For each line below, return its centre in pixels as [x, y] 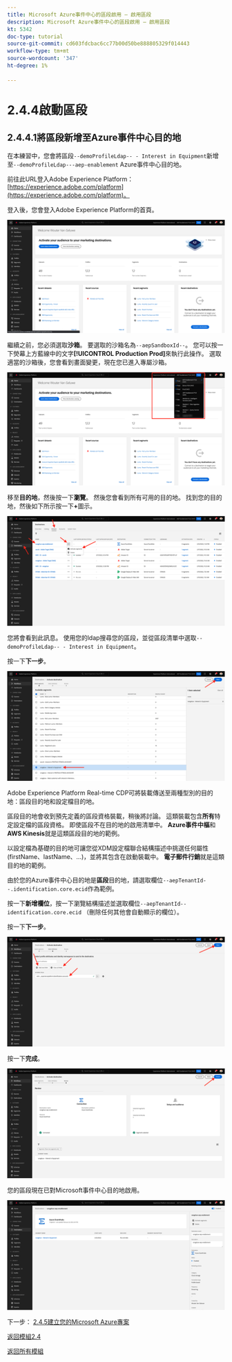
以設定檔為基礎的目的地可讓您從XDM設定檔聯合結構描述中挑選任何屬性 [108, 848]
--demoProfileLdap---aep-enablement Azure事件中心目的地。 [99, 164]
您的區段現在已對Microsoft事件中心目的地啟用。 [75, 1190]
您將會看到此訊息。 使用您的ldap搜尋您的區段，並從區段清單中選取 [102, 638]
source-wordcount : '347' [43, 59]
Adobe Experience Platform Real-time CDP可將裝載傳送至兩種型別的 [104, 793]
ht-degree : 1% [28, 66]
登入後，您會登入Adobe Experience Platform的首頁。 [83, 209]
